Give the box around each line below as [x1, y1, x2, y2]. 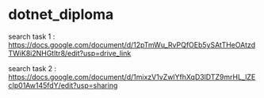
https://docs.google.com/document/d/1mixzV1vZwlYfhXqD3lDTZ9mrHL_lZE [8, 72, 256, 81]
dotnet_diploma [8, 6, 114, 24]
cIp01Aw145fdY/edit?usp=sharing [8, 81, 118, 90]
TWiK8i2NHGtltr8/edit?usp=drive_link [8, 48, 132, 58]
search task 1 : [8, 32, 55, 41]
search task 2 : [8, 63, 57, 73]
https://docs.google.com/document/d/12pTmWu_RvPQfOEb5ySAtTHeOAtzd [8, 40, 256, 49]
